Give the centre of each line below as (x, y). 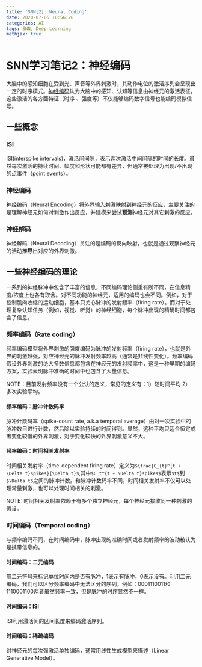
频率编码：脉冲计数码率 (35, 407)
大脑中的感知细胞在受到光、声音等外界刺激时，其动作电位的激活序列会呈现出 (101, 84)
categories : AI (25, 23)
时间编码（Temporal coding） (50, 525)
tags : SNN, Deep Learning (38, 29)
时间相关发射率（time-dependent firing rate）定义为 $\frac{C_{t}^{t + (93, 465)
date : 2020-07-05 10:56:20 (40, 17)
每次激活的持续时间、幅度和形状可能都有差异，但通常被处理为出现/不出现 (102, 165)
